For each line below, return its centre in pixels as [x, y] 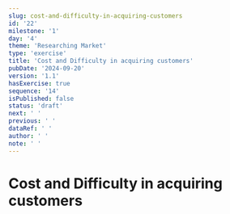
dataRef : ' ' [30, 128]
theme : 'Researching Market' [57, 46]
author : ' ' [28, 136]
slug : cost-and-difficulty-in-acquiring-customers [96, 16]
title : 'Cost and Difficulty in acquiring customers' [101, 61]
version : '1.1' [34, 76]
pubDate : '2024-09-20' [47, 69]
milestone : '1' [34, 31]
